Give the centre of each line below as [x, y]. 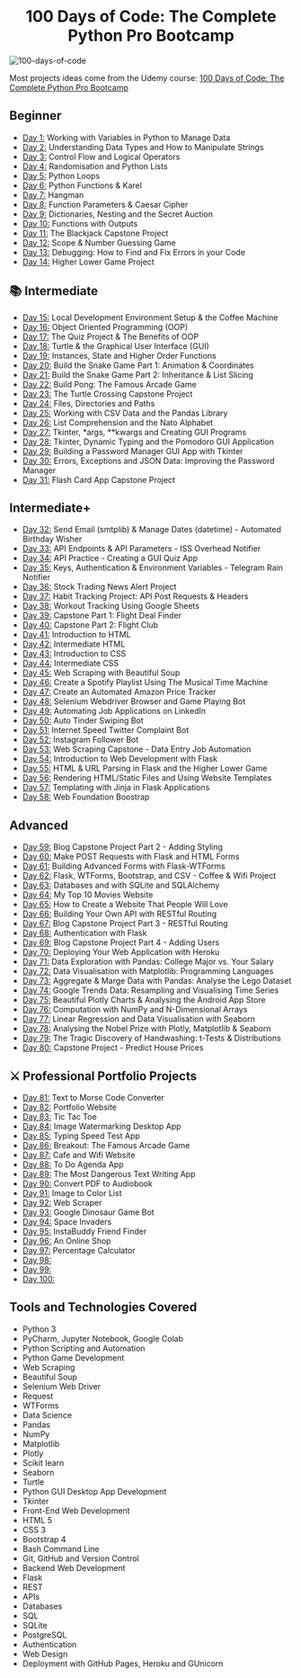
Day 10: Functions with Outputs [80, 223]
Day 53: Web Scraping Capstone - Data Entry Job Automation [137, 749]
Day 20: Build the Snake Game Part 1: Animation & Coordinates [138, 365]
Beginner [35, 116]
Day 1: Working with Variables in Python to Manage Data [126, 138]
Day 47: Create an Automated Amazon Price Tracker [119, 692]
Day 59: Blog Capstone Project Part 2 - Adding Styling [122, 847]
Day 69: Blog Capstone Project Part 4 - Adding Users [121, 942]
